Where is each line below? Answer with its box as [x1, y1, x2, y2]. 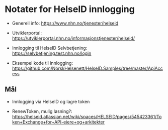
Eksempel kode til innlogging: [12, 60, 73, 66]
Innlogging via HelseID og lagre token [12, 98, 90, 104]
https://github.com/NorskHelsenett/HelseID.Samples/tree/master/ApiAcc [12, 65, 163, 71]
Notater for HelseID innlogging [5, 4, 135, 15]
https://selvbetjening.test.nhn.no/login [12, 50, 92, 56]
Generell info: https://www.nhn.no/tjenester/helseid [12, 20, 119, 26]
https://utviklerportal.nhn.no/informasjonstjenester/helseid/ [12, 35, 135, 41]
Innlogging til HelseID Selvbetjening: [12, 45, 88, 51]
